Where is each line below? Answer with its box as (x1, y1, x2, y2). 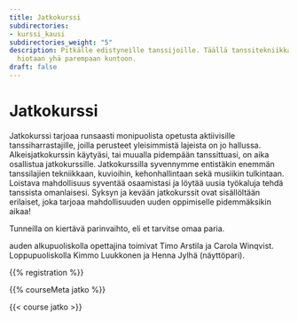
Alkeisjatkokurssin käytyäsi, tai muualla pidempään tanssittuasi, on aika (9, 148, 270, 160)
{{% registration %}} (9, 267, 84, 277)
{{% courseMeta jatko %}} (9, 284, 106, 294)
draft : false (9, 63, 58, 72)
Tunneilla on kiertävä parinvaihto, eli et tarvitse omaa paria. (9, 223, 225, 234)
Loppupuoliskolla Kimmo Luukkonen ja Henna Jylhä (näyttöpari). (9, 250, 246, 261)
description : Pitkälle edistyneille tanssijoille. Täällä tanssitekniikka (9, 46, 292, 55)
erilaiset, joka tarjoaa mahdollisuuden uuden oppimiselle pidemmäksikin (9, 197, 272, 207)
